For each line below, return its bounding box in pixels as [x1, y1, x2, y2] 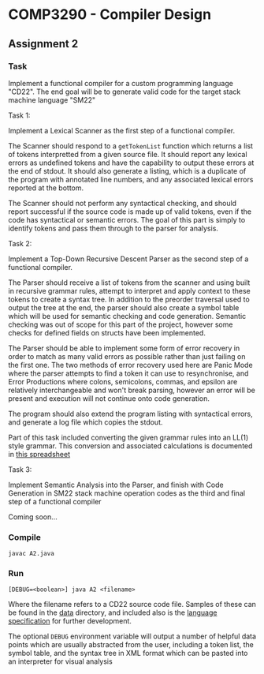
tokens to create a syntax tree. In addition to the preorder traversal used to [8, 294, 250, 304]
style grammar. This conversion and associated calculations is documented [8, 440, 253, 451]
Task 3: [8, 464, 32, 474]
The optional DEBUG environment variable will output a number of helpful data [8, 631, 257, 641]
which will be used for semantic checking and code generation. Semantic [8, 311, 247, 320]
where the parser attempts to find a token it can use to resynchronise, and [8, 369, 249, 378]
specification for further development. [8, 616, 132, 626]
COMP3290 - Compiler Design [8, 6, 211, 24]
